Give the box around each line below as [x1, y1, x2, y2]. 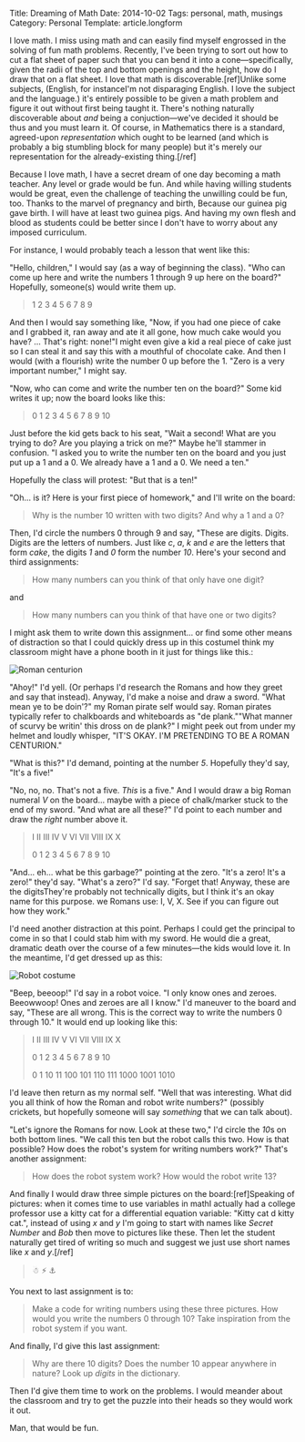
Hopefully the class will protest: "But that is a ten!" [9, 475, 198, 486]
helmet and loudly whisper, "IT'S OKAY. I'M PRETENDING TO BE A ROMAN [9, 731, 290, 741]
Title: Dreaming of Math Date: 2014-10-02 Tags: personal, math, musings [9, 8, 284, 18]
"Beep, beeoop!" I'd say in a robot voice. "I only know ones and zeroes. [9, 987, 278, 998]
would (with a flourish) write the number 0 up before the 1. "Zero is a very [9, 355, 285, 366]
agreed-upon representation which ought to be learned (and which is [9, 132, 269, 142]
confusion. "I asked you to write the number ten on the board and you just [9, 447, 287, 458]
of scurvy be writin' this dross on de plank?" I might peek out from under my [9, 721, 296, 731]
